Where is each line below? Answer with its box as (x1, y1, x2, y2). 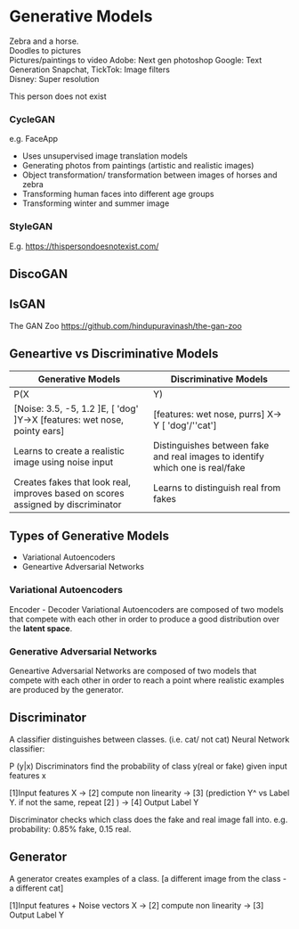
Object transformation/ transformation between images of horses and (21, 169, 278, 180)
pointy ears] (13, 424, 65, 437)
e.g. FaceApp (9, 134, 59, 144)
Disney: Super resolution (9, 73, 100, 84)
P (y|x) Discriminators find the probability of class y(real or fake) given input (9, 760, 287, 771)
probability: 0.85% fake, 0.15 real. (9, 823, 132, 834)
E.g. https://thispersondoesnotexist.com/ (9, 241, 159, 251)
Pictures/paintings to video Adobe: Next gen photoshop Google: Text (9, 54, 263, 65)
